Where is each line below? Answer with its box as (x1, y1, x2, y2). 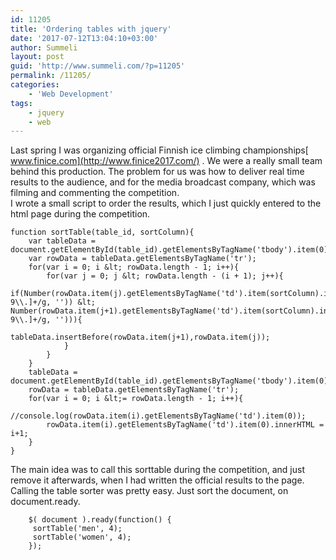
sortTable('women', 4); (32, 532, 132, 543)
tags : (10, 98, 33, 108)
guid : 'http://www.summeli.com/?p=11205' (10, 61, 186, 71)
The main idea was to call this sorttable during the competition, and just (10, 464, 305, 476)
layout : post (10, 52, 65, 62)
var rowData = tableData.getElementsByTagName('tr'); (28, 254, 257, 264)
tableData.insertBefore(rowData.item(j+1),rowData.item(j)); (10, 332, 271, 343)
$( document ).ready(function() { (28, 515, 172, 525)
